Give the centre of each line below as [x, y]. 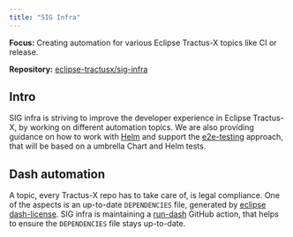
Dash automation [57, 174]
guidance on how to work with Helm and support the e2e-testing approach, [146, 137]
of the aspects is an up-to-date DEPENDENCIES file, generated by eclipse [138, 205]
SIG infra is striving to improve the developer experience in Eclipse [130, 118]
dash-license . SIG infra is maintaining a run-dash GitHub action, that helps [144, 214]
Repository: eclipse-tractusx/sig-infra [79, 69]
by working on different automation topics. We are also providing [136, 127]
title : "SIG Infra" [45, 17]
